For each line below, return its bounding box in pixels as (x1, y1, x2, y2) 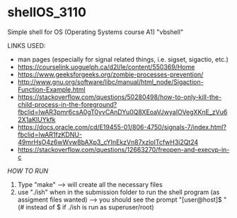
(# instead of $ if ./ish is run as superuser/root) (17, 202, 154, 211)
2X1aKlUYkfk (17, 115, 56, 124)
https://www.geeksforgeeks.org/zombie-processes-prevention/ (17, 70, 204, 79)
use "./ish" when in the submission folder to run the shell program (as (17, 188, 220, 196)
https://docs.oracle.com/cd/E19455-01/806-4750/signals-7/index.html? (17, 122, 227, 131)
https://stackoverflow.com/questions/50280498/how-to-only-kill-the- (17, 93, 222, 101)
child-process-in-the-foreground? (17, 100, 117, 108)
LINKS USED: (7, 41, 46, 50)
